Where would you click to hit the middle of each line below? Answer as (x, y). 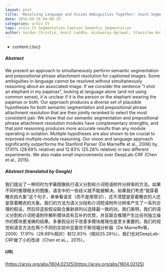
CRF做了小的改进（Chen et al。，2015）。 (46, 240)
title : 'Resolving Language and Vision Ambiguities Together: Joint (77, 14)
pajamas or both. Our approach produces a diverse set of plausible (73, 102)
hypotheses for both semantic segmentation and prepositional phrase (76, 107)
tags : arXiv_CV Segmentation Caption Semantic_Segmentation (68, 28)
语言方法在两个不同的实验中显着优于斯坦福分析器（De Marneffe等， (83, 227)
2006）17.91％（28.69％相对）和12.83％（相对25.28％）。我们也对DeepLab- (83, 233)
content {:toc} (26, 47)
